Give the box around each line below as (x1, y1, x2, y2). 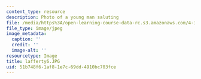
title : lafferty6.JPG (6, 58, 60, 64)
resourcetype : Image (6, 53, 58, 59)
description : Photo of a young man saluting (6, 14, 119, 20)
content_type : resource (6, 8, 66, 15)
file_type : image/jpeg (6, 25, 63, 31)
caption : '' (11, 36, 42, 42)
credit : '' (11, 42, 39, 48)
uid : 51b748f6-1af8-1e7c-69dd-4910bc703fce (6, 64, 117, 70)
